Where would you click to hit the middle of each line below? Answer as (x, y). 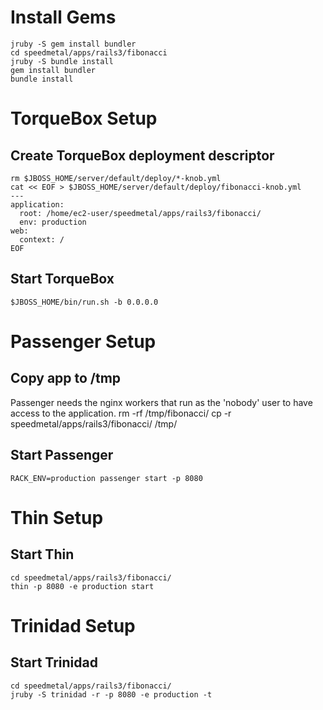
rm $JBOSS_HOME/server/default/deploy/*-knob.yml (116, 178)
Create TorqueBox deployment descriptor (142, 155)
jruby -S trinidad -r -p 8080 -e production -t (111, 694)
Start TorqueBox (62, 279)
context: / (42, 239)
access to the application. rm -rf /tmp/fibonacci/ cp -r (121, 413)
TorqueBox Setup (84, 118)
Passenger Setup (83, 341)
